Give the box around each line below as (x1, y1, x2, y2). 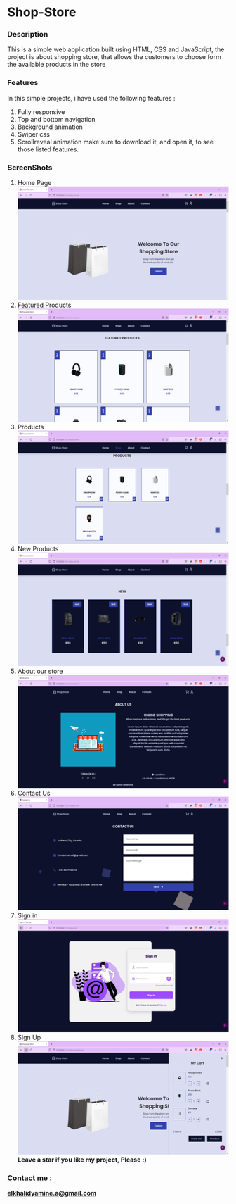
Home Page (17, 179, 52, 187)
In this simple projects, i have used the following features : (7, 94, 176, 102)
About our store (17, 667, 63, 675)
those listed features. (17, 145, 79, 153)
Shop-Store (7, 4, 77, 20)
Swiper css (17, 130, 51, 138)
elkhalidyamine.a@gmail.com (7, 1189, 97, 1197)
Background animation (17, 123, 83, 131)
